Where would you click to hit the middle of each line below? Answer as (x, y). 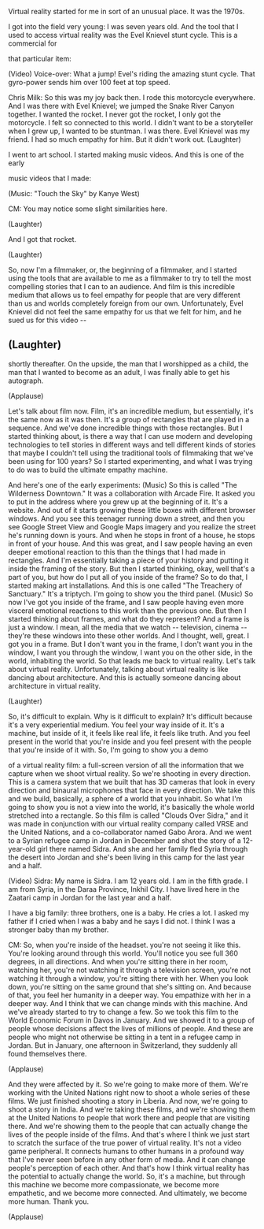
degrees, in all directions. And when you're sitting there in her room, (118, 961)
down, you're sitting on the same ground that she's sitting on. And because (130, 986)
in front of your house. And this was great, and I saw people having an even (130, 544)
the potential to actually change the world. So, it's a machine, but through (127, 1176)
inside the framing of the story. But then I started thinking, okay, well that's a (132, 568)
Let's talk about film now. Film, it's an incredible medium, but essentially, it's (131, 411)
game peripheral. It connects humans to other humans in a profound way (126, 1151)
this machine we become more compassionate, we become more (114, 1184)
